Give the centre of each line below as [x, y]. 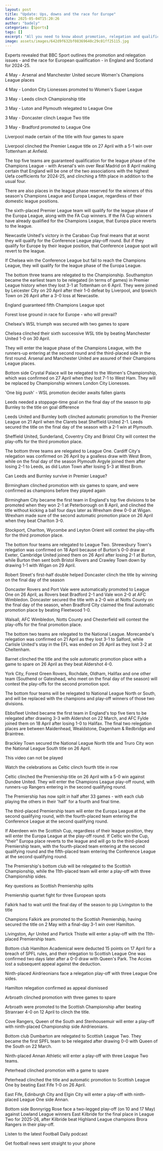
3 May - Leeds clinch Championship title [45, 99]
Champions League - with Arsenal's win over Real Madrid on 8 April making [81, 165]
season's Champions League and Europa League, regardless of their [73, 196]
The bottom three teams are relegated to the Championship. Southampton [79, 275]
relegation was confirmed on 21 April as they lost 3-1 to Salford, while [74, 639]
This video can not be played [34, 757]
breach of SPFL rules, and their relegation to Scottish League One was [75, 953]
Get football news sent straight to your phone [50, 1143]
